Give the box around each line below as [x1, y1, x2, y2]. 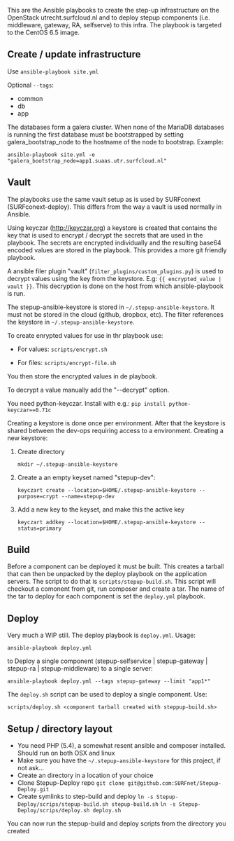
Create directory [17, 447, 65, 456]
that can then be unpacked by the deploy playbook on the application [7, 570, 207, 578]
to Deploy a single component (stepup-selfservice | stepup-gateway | [7, 657, 208, 665]
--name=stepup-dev [61, 493, 115, 500]
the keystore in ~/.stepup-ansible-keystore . [7, 317, 135, 326]
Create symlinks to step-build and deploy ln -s [17, 792, 154, 801]
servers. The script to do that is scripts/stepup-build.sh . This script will [7, 577, 217, 586]
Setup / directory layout [7, 723, 113, 734]
